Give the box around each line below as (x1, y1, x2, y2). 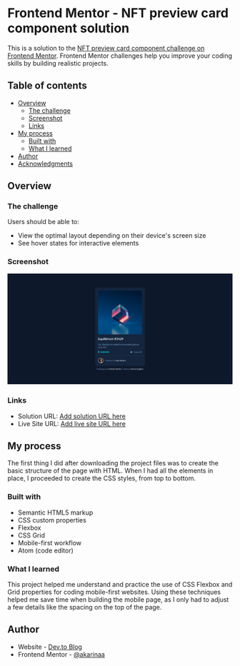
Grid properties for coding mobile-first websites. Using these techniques (7, 587, 221, 596)
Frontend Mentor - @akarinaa (17, 650, 105, 658)
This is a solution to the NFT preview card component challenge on (7, 44, 205, 52)
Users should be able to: (7, 218, 80, 226)
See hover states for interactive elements (17, 239, 139, 248)
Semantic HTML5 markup (17, 508, 94, 517)
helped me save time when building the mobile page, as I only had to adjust (7, 595, 229, 604)
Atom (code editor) (17, 546, 74, 555)
